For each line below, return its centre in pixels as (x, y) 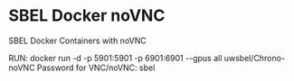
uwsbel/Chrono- (255, 58)
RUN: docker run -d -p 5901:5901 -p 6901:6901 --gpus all (115, 58)
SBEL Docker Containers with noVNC (77, 40)
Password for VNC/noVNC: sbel (96, 67)
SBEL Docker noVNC (87, 16)
